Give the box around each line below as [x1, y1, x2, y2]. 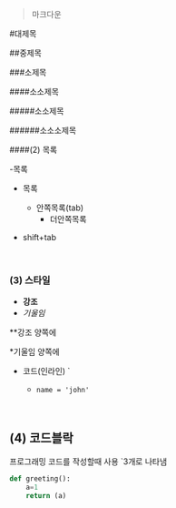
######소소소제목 [9, 125, 77, 136]
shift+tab [22, 232, 57, 242]
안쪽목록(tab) [35, 202, 84, 213]
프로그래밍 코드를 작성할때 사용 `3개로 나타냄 [9, 456, 168, 467]
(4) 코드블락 [9, 430, 74, 445]
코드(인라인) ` [22, 366, 71, 377]
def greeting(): [9, 474, 71, 483]
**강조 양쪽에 [9, 327, 57, 338]
